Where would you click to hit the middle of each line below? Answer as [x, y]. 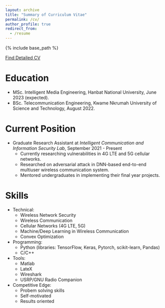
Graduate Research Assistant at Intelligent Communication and [78, 143]
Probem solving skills [42, 290]
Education [27, 78]
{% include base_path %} [32, 48]
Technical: [23, 209]
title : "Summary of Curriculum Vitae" [46, 15]
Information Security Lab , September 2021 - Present [67, 148]
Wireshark [31, 274]
